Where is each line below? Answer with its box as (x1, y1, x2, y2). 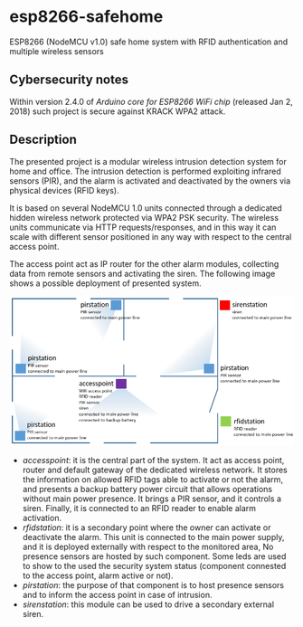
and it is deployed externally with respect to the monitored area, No (22, 541, 274, 553)
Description (9, 132, 77, 147)
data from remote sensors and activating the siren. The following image (9, 268, 276, 279)
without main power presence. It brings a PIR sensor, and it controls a (22, 493, 282, 504)
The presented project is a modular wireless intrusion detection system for (9, 156, 287, 166)
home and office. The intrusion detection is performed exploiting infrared (9, 166, 282, 176)
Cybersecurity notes (9, 72, 129, 88)
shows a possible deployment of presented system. (9, 278, 202, 289)
